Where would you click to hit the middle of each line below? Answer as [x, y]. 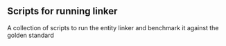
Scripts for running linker [62, 11]
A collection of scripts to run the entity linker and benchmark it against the [113, 27]
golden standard [31, 35]
